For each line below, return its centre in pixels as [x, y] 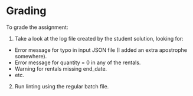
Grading [26, 11]
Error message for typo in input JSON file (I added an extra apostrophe [101, 50]
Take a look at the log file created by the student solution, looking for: [99, 38]
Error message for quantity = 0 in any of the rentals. [78, 62]
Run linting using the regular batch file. [62, 86]
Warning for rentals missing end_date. [61, 68]
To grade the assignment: [37, 27]
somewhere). [31, 56]
